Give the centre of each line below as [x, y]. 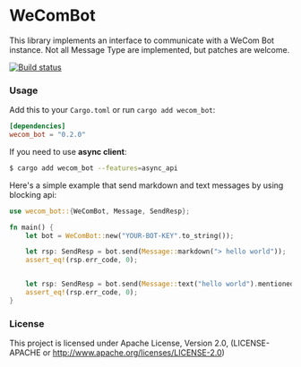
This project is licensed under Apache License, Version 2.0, [119, 343]
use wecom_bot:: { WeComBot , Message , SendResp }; [100, 211]
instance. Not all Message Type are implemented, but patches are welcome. [150, 49]
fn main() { [31, 227]
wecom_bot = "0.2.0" [48, 135]
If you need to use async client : [68, 151]
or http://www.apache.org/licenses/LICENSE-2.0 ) [134, 353]
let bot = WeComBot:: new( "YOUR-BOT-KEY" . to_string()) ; [130, 235]
